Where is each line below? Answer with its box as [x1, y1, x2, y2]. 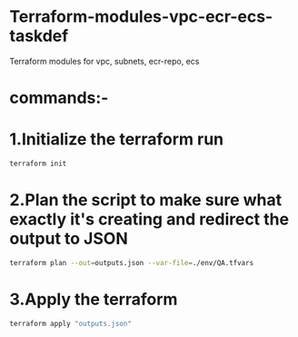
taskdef [9, 25, 69, 46]
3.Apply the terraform [9, 289, 178, 310]
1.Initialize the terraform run [9, 129, 224, 150]
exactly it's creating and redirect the [9, 209, 289, 230]
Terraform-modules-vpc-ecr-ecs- [9, 6, 273, 27]
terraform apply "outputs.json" [9, 319, 132, 328]
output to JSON [9, 229, 129, 249]
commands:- [9, 88, 109, 108]
